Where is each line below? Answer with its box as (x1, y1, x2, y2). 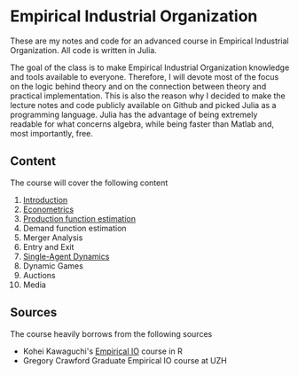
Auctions (22, 270, 56, 280)
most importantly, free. (10, 128, 94, 138)
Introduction (22, 194, 68, 205)
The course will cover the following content (10, 177, 169, 188)
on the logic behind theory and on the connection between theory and (10, 81, 267, 91)
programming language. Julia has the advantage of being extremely (10, 109, 258, 120)
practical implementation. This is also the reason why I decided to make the (10, 90, 286, 101)
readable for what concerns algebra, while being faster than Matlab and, (10, 118, 274, 129)
